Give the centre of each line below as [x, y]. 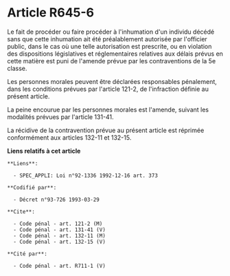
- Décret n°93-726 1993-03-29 [56, 200]
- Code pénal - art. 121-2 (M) [58, 224]
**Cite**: [21, 211]
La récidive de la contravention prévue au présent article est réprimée [106, 130]
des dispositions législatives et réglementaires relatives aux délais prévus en [115, 54]
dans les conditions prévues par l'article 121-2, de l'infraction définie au [108, 89]
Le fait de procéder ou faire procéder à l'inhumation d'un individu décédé [111, 32]
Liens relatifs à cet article [44, 151]
